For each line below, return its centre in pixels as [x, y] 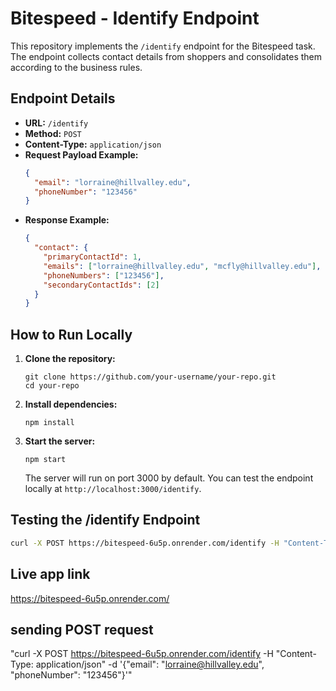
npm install [49, 423]
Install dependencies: [71, 404]
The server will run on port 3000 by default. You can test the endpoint [169, 478]
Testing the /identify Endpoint [105, 520]
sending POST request [82, 629]
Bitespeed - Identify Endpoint [135, 18]
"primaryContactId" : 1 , [92, 257]
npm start [45, 460]
